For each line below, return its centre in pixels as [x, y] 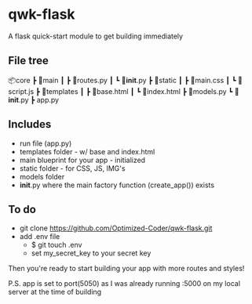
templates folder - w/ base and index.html [87, 151]
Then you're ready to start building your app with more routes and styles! [126, 269]
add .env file [40, 237]
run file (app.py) [46, 143]
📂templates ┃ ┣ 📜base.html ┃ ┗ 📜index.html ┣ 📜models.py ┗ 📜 [141, 91]
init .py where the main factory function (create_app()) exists [117, 185]
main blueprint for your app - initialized [82, 160]
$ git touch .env [57, 245]
